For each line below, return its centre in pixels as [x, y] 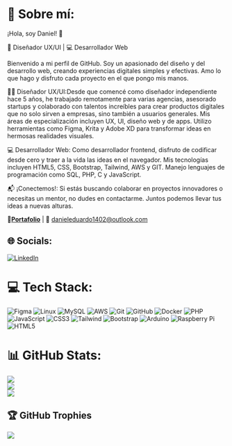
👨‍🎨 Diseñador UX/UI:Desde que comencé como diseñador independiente [112, 91]
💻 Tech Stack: [50, 287]
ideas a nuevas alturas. [40, 206]
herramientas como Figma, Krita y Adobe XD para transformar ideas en [109, 129]
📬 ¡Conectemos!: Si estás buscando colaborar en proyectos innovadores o [115, 188]
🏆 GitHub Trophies [50, 416]
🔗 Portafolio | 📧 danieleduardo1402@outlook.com [77, 219]
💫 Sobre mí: [41, 14]
